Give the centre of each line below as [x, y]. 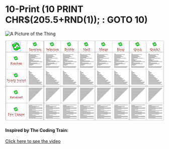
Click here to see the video [33, 141]
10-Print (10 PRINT [45, 9]
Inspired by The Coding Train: [37, 130]
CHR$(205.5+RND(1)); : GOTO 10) [76, 20]
